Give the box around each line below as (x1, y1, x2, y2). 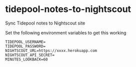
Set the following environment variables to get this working (5, 29, 126, 35)
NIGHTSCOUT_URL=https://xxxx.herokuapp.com (5, 48, 97, 53)
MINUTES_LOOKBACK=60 (5, 56, 48, 62)
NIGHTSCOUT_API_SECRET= (5, 52, 55, 57)
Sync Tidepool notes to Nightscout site (5, 20, 85, 26)
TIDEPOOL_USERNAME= (5, 39, 46, 44)
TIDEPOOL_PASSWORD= (5, 43, 46, 48)
